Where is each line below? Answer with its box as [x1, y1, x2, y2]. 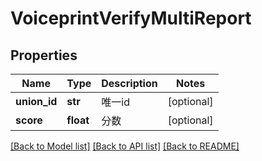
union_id [15, 95, 58, 108]
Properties [10, 47, 78, 64]
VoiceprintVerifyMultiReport [10, 7, 252, 30]
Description [101, 77, 158, 90]
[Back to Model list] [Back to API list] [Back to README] [10, 140, 240, 152]
